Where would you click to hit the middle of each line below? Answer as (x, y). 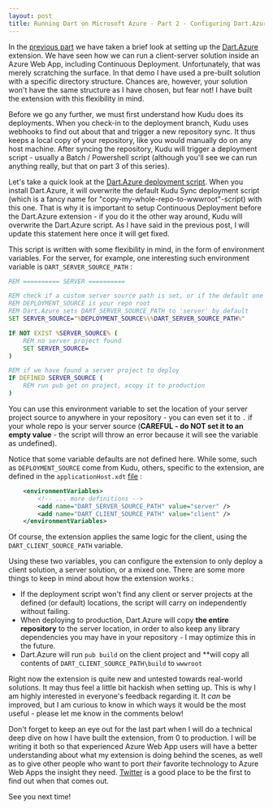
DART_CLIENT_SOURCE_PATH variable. (66, 546)
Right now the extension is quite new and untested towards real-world (126, 679)
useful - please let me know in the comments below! (96, 714)
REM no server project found (72, 341)
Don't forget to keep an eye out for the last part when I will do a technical (130, 729)
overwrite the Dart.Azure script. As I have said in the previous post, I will (129, 225)
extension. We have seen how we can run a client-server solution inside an (134, 55)
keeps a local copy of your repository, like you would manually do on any (130, 140)
